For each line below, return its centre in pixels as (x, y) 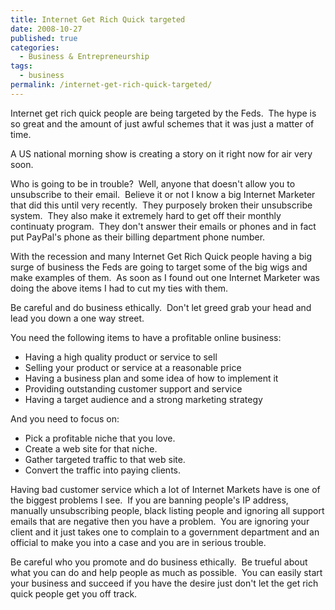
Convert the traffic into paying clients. (102, 470)
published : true (44, 38)
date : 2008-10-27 (46, 29)
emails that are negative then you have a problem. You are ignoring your (160, 521)
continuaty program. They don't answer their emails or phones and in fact (163, 226)
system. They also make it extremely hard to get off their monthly (146, 215)
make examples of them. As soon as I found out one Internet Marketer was (165, 277)
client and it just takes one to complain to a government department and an (165, 532)
